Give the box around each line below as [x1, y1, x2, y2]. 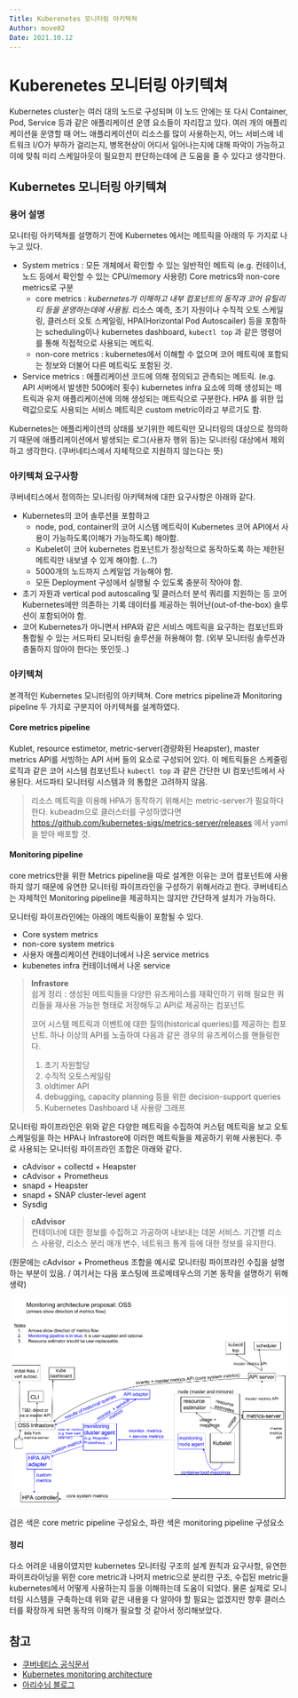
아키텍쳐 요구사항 [9, 469, 79, 482]
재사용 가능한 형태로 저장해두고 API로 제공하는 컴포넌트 [54, 1000, 246, 1010]
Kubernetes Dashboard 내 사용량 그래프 [43, 1103, 186, 1112]
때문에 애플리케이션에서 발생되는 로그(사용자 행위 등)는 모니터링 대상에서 [18, 434, 269, 444]
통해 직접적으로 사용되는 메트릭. [44, 338, 154, 348]
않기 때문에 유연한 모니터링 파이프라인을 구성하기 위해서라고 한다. [25, 881, 251, 892]
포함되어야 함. [38, 610, 87, 621]
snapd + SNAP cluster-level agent [21, 1190, 146, 1200]
